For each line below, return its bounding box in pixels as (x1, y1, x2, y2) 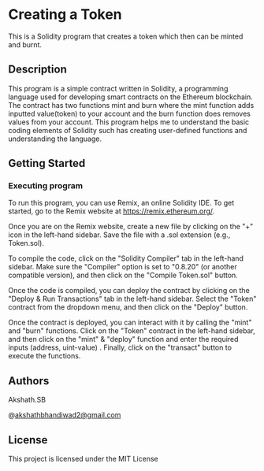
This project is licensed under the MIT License (8, 454, 159, 464)
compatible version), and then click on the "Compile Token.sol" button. (8, 270, 238, 280)
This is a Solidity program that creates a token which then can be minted (8, 32, 244, 41)
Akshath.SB (8, 395, 46, 405)
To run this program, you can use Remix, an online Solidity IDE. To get (8, 198, 235, 208)
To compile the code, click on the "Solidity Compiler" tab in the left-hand (8, 254, 244, 263)
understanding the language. (8, 134, 102, 143)
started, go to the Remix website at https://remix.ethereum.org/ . (8, 206, 215, 216)
